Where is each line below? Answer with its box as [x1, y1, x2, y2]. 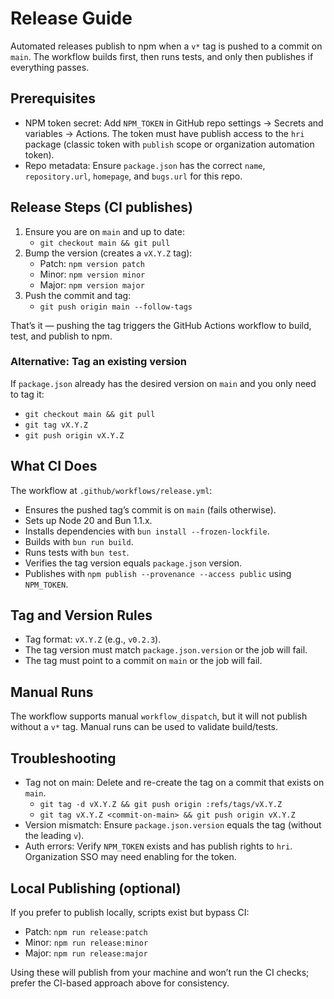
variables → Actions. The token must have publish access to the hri [24, 127, 305, 139]
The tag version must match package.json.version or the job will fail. [24, 644, 308, 656]
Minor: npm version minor [39, 268, 146, 280]
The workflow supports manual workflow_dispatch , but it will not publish [10, 710, 308, 722]
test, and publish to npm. [10, 330, 113, 342]
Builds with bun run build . [24, 535, 134, 547]
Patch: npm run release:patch [24, 925, 148, 937]
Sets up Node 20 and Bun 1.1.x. [24, 514, 153, 526]
